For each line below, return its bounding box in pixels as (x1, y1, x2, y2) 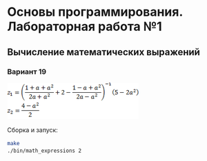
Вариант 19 (7, 67, 47, 76)
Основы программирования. (7, 4, 183, 20)
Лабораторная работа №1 (7, 19, 162, 34)
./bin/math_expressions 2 (7, 147, 81, 154)
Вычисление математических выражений (7, 46, 200, 58)
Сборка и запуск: (7, 125, 59, 134)
